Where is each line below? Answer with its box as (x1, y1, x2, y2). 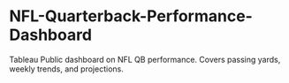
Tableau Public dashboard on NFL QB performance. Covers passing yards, (9, 54, 281, 64)
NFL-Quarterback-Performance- (9, 6, 254, 26)
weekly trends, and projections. (9, 64, 124, 74)
